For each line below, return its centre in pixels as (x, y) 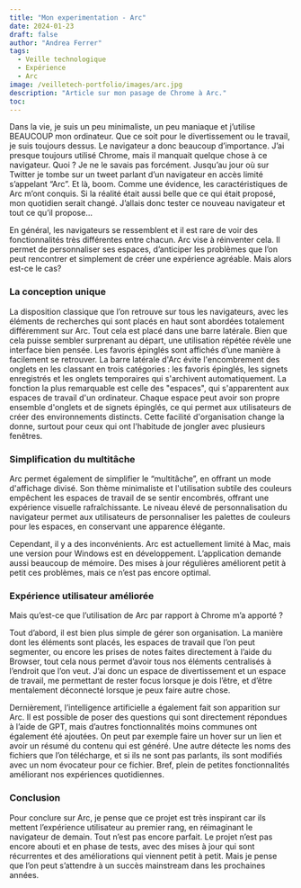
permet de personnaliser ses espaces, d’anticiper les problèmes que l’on (144, 249)
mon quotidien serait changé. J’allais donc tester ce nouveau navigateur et (147, 203)
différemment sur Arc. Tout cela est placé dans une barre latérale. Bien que (148, 330)
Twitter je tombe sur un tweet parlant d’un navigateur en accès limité (136, 175)
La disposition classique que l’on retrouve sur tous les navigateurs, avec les (149, 311)
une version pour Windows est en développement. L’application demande (145, 553)
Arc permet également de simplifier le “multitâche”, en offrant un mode (140, 479)
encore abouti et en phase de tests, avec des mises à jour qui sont (132, 846)
